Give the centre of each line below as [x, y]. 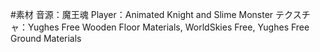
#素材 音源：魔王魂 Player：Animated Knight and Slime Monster [142, 14]
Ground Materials [46, 38]
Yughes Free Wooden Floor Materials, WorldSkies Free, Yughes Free [168, 27]
